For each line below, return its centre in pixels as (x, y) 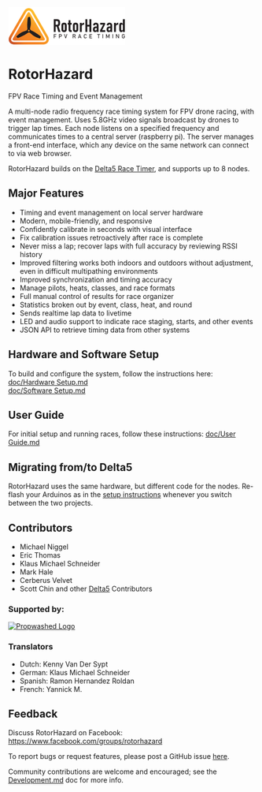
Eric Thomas (40, 555)
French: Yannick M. (51, 689)
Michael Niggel (44, 547)
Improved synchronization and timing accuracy (96, 279)
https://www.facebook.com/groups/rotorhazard (85, 742)
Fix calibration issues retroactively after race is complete (111, 237)
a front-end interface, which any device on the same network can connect (129, 144)
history (31, 254)
